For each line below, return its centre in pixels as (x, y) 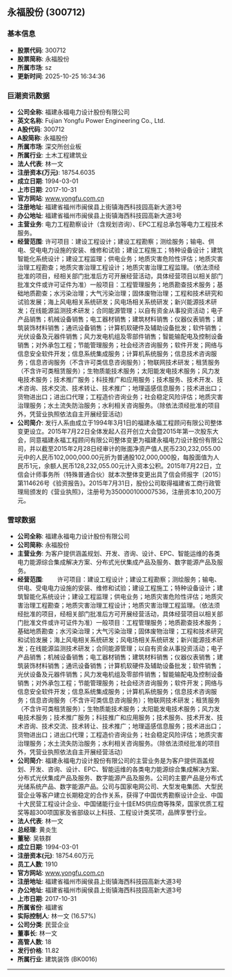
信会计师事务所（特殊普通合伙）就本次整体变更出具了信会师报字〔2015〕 (121, 474)
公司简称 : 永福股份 (43, 545)
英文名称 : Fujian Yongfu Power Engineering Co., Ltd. (91, 120)
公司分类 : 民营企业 (43, 925)
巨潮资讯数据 (29, 95)
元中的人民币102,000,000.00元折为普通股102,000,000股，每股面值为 (115, 457)
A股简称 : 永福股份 (42, 137)
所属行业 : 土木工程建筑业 (52, 155)
